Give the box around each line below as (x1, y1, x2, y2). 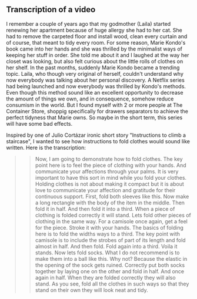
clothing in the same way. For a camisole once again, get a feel (35, 217, 188, 225)
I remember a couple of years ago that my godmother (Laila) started (6, 20, 171, 27)
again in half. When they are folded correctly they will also (35, 274, 176, 281)
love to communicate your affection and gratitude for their (35, 186, 176, 193)
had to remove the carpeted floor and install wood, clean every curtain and (6, 32, 188, 40)
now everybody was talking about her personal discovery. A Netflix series (6, 76, 185, 83)
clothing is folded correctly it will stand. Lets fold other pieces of (35, 211, 191, 219)
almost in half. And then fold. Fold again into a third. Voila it (35, 243, 178, 250)
